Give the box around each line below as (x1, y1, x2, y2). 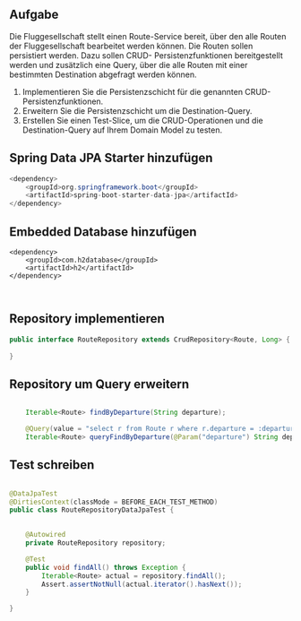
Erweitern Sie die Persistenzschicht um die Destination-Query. (21, 105, 253, 116)
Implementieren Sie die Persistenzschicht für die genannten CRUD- (21, 86, 271, 97)
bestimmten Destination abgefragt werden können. (9, 69, 197, 80)
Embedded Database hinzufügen (9, 224, 197, 239)
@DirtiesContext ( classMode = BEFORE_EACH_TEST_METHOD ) (9, 497, 219, 506)
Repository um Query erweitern (9, 376, 190, 392)
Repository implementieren (9, 311, 166, 326)
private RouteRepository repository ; (25, 539, 167, 548)
